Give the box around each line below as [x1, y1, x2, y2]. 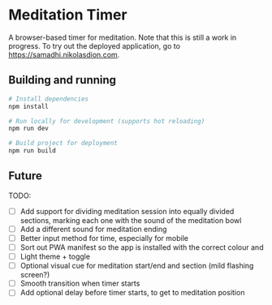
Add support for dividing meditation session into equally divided [19, 206, 235, 216]
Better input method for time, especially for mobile [19, 233, 189, 243]
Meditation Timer [8, 6, 127, 24]
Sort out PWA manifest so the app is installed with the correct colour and [19, 243, 264, 252]
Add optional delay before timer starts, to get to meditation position [19, 288, 245, 298]
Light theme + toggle [19, 251, 91, 261]
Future [8, 169, 43, 183]
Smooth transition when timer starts [19, 278, 140, 289]
